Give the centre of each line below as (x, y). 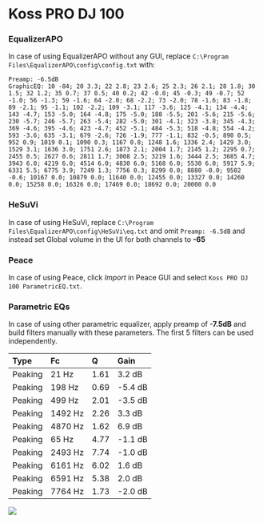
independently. (33, 341)
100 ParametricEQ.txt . (45, 286)
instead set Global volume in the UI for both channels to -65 (107, 239)
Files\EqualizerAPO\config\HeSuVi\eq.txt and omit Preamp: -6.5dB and (127, 231)
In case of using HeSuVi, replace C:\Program (81, 222)
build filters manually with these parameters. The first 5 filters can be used (131, 332)
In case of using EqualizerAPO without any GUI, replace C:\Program (119, 56)
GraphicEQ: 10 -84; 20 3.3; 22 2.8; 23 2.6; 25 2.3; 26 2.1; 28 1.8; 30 (132, 86)
